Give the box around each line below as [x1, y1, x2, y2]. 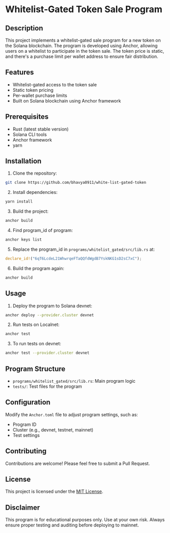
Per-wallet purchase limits [12, 92, 67, 98]
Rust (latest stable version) [12, 126, 69, 132]
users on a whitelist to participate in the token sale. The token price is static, [5, 48, 164, 54]
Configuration [5, 398, 51, 407]
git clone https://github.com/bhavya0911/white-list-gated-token [5, 180, 146, 185]
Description [5, 24, 43, 32]
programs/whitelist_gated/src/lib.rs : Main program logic [12, 378, 136, 384]
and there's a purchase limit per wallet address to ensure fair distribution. [5, 53, 158, 59]
